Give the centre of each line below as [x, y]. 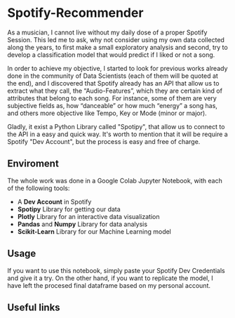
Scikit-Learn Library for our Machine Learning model [94, 231]
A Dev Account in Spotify [54, 201]
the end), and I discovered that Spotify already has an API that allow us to [113, 83]
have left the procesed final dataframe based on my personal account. [109, 285]
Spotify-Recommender [75, 13]
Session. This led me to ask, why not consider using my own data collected [116, 39]
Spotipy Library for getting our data [69, 209]
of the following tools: [39, 188]
